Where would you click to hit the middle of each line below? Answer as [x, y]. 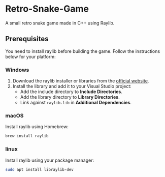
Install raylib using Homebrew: [37, 127]
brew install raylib [27, 136]
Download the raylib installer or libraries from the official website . [81, 81]
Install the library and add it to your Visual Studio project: [72, 86]
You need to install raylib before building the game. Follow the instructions [83, 51]
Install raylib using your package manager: [50, 160]
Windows [17, 70]
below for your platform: [30, 56]
